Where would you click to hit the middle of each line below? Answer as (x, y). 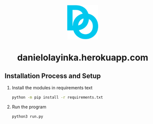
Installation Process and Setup (53, 76)
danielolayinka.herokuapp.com (83, 58)
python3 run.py (27, 116)
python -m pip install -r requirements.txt (57, 98)
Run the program (29, 107)
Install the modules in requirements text (52, 88)
